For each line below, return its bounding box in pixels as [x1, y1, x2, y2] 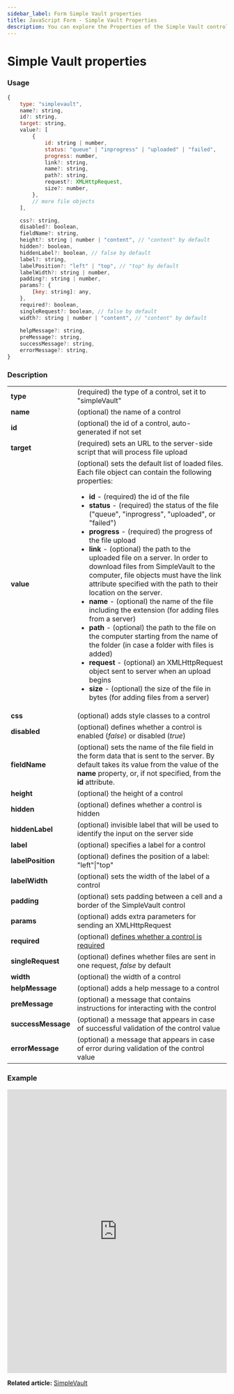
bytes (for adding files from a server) [88, 693, 210, 703]
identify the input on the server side [77, 829, 194, 839]
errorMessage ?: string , [19, 347, 89, 354]
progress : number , [44, 152, 98, 159]
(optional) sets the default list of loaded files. [77, 459, 224, 469]
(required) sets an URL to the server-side [77, 439, 213, 448]
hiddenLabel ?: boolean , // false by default [19, 249, 151, 256]
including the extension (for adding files [88, 606, 219, 615]
